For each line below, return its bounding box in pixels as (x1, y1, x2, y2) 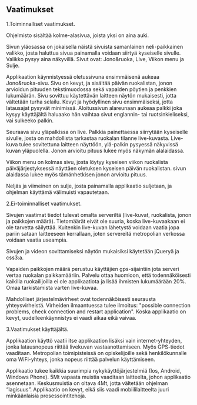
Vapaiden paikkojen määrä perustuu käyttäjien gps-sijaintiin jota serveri (6, 265, 179, 272)
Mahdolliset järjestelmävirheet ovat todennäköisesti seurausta (6, 295, 156, 302)
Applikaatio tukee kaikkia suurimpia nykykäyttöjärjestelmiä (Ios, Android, (6, 367, 182, 374)
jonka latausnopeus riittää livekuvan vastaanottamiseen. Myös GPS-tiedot (6, 343, 185, 350)
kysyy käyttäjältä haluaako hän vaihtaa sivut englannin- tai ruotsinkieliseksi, (6, 111, 189, 118)
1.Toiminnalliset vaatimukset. (6, 20, 75, 27)
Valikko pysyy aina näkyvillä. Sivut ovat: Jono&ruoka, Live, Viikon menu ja (6, 55, 184, 62)
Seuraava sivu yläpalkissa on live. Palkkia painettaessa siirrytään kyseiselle (6, 128, 188, 135)
